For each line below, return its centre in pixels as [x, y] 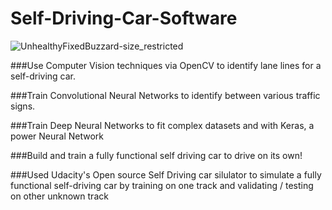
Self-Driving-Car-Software [124, 18]
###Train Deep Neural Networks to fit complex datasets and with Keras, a [162, 125]
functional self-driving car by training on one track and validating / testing [162, 185]
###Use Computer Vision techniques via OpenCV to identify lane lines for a [166, 65]
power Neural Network [57, 136]
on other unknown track [59, 196]
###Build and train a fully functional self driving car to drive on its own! [156, 155]
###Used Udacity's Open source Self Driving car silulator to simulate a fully [166, 174]
